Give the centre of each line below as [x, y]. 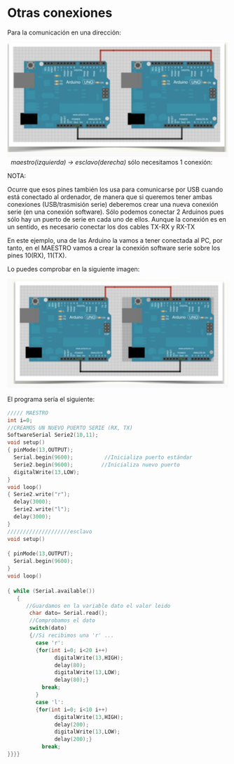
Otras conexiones [60, 13]
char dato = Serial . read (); [69, 613]
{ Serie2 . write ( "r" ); [39, 495]
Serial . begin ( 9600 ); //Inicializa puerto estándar [103, 458]
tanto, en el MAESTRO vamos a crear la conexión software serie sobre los [114, 248]
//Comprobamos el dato [62, 620]
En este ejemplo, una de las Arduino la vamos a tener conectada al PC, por [115, 240]
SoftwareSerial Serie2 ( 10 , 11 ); [53, 435]
